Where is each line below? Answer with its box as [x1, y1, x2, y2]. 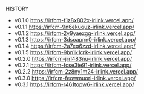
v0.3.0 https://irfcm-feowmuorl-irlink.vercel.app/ [14, 75, 136, 81]
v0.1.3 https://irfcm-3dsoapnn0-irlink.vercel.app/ [14, 36, 137, 43]
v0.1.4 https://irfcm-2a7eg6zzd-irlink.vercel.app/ [14, 42, 136, 49]
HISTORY [5, 5, 29, 12]
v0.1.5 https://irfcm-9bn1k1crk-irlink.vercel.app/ [14, 49, 133, 56]
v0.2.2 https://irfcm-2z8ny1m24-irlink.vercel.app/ [14, 68, 139, 75]
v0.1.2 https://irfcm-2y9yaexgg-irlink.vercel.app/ [14, 30, 136, 37]
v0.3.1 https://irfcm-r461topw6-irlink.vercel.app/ [14, 81, 134, 88]
